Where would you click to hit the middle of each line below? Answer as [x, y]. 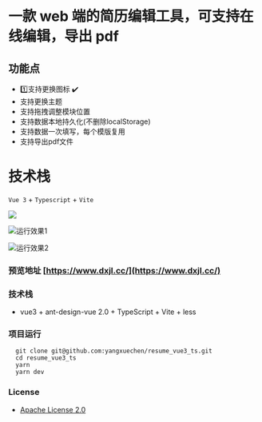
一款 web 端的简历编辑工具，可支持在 [131, 16]
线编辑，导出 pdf [64, 36]
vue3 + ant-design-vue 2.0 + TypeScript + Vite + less [108, 312]
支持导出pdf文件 [47, 141]
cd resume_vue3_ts [46, 358]
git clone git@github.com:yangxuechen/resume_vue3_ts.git [114, 351]
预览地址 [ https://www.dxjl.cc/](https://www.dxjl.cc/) [115, 270]
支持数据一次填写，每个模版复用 [72, 131]
